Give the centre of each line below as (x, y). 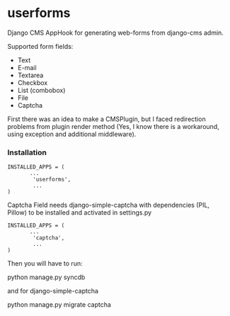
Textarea (30, 75)
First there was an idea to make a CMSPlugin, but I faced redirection (107, 119)
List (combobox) (41, 90)
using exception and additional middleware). (72, 134)
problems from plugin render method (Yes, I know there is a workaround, (113, 126)
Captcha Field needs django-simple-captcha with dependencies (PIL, (109, 205)
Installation (27, 152)
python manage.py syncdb (46, 277)
